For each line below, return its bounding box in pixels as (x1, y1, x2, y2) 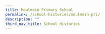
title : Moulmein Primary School (5, 7, 73, 12)
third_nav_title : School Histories (5, 21, 80, 26)
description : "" (5, 16, 39, 21)
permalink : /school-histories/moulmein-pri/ (5, 12, 100, 17)
